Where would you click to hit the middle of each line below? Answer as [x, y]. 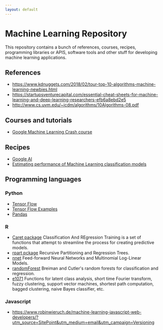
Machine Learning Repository [66, 33]
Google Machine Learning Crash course [52, 132]
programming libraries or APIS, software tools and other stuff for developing [81, 52]
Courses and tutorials [38, 120]
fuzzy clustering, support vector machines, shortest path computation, [83, 284]
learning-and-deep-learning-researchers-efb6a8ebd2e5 [69, 100]
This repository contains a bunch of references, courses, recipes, [71, 47]
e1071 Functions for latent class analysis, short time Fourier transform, [82, 278]
